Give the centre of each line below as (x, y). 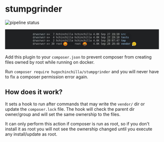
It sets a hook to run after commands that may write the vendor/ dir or (75, 104)
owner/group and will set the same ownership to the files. (63, 114)
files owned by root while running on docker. (50, 62)
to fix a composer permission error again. (47, 77)
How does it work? (34, 92)
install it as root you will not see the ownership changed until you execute (79, 129)
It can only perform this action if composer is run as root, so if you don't (77, 123)
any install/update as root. (31, 134)
